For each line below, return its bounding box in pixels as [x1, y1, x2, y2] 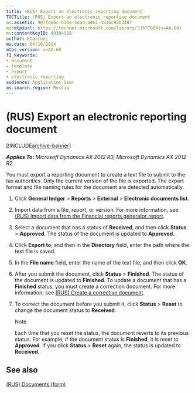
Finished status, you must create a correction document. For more [14, 283, 176, 290]
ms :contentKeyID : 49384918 [6, 31, 72, 36]
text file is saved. [14, 248, 56, 255]
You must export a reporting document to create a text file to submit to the [6, 171, 186, 178]
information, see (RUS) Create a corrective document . [14, 289, 145, 296]
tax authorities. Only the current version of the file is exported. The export [6, 177, 184, 184]
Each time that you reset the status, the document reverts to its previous [14, 329, 189, 336]
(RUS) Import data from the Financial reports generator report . [14, 212, 165, 219]
